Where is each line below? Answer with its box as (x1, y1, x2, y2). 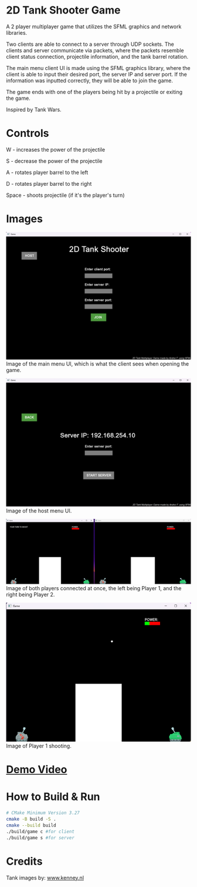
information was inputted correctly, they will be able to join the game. (6, 77, 173, 84)
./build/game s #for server (6, 835, 75, 841)
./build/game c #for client (6, 829, 75, 835)
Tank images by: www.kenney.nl (6, 874, 84, 881)
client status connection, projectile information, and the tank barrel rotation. (6, 53, 189, 60)
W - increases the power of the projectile (6, 146, 106, 153)
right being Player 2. (6, 591, 55, 598)
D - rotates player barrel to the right (6, 180, 92, 187)
